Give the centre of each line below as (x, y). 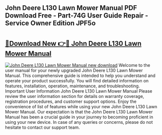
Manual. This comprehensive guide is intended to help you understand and (80, 76)
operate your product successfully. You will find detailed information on (77, 81)
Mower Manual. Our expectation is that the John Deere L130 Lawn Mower (79, 112)
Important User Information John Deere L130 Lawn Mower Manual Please (79, 91)
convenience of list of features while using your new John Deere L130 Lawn (81, 106)
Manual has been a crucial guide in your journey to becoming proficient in (79, 117)
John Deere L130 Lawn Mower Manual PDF (71, 8)
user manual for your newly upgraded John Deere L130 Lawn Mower (74, 70)
